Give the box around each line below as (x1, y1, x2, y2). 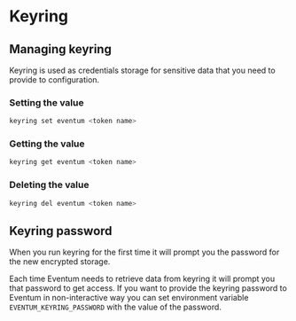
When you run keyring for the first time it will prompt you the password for (9, 247, 280, 258)
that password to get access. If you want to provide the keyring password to (9, 283, 288, 294)
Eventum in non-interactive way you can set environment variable (9, 293, 249, 303)
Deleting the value (9, 179, 90, 192)
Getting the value (9, 137, 86, 150)
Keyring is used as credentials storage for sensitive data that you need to (9, 65, 277, 75)
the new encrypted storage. (9, 256, 111, 267)
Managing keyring (9, 42, 113, 57)
